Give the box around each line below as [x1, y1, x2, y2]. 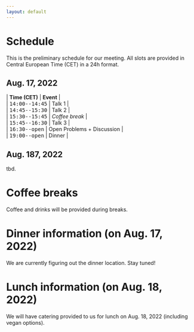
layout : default [6, 8, 47, 15]
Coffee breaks [6, 186, 78, 200]
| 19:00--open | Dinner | [6, 132, 69, 139]
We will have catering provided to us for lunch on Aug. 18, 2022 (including [6, 313, 188, 320]
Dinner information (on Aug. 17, [6, 227, 163, 240]
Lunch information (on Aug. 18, [6, 281, 162, 294]
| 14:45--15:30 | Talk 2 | [6, 106, 70, 114]
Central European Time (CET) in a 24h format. [6, 60, 119, 68]
